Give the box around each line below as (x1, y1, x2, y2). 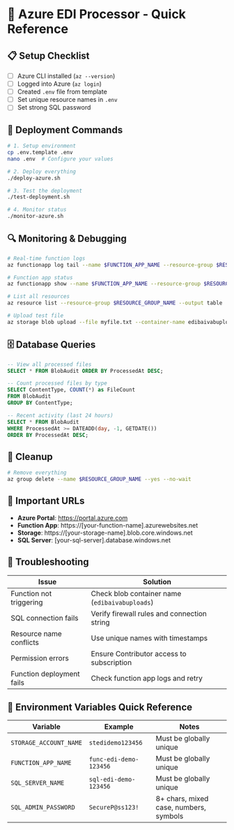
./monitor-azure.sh (7, 213, 64, 220)
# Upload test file (7, 312, 64, 320)
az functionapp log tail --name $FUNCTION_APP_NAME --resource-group (7, 261, 214, 268)
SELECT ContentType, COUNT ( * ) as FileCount (7, 387, 136, 394)
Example (104, 722, 134, 732)
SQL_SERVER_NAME (10, 779, 65, 787)
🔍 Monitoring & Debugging (7, 233, 127, 245)
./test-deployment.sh (7, 193, 70, 201)
